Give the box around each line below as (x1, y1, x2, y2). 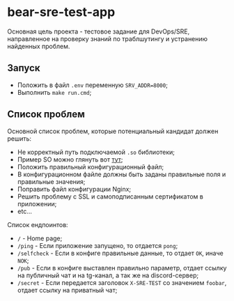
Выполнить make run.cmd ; (17, 88, 92, 96)
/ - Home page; (17, 234, 63, 242)
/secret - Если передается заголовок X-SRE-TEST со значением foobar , (17, 278, 227, 286)
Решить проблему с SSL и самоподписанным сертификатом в (17, 192, 203, 201)
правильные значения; (17, 177, 86, 185)
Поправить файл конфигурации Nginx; (17, 185, 132, 193)
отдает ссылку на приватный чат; (17, 286, 118, 294)
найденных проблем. (7, 42, 70, 50)
